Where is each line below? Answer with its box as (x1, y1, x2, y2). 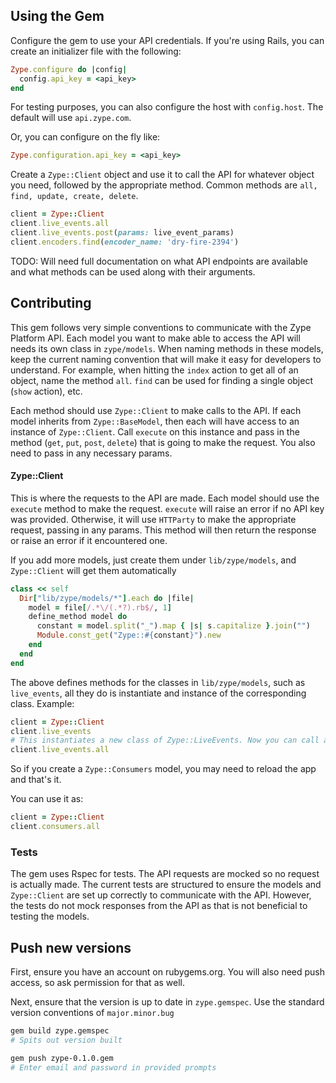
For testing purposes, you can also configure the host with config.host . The (10, 101, 324, 113)
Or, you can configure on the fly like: (10, 131, 161, 143)
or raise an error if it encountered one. (10, 534, 168, 546)
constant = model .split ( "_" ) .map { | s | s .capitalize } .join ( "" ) (36, 621, 311, 631)
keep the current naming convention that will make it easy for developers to (10, 353, 322, 365)
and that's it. (10, 774, 62, 786)
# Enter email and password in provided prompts (10, 1062, 217, 1073)
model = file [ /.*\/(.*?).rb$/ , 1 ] (28, 602, 172, 613)
